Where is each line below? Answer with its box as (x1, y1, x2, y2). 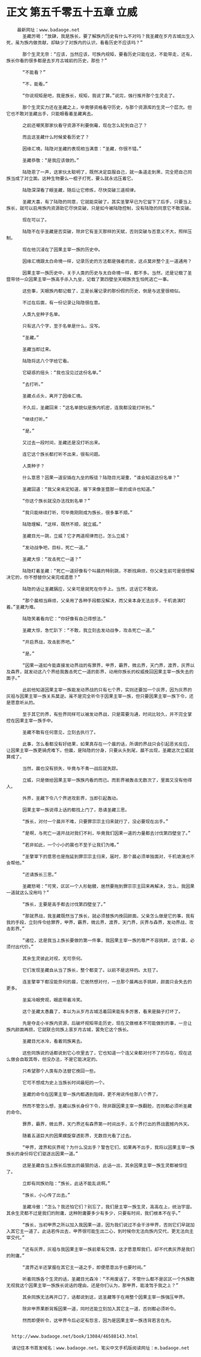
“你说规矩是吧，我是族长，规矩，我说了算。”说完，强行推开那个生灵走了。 (22, 93, 178, 99)
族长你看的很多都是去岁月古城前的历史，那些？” (6, 58, 107, 64)
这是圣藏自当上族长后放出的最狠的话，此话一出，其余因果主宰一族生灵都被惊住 (22, 1163, 188, 1169)
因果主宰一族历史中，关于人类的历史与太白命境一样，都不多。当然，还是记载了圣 (22, 270, 192, 276)
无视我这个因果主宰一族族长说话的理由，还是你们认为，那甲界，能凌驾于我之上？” (6, 1282, 179, 1288)
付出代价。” (10, 943, 34, 950)
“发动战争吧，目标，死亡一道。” (22, 544, 88, 551)
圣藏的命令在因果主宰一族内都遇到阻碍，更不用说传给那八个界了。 (22, 1091, 161, 1098)
